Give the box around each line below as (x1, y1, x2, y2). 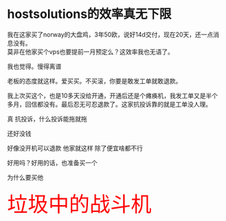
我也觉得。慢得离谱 (7, 62, 62, 70)
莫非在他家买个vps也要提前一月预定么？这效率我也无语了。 (7, 48, 174, 56)
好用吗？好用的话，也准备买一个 (7, 158, 98, 167)
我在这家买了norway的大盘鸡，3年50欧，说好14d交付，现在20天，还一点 (7, 30, 214, 39)
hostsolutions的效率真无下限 (7, 6, 172, 22)
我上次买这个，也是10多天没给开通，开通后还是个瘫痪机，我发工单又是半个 (7, 91, 218, 100)
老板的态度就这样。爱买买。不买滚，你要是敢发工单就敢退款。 (7, 76, 182, 85)
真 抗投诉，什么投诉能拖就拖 (7, 114, 87, 123)
